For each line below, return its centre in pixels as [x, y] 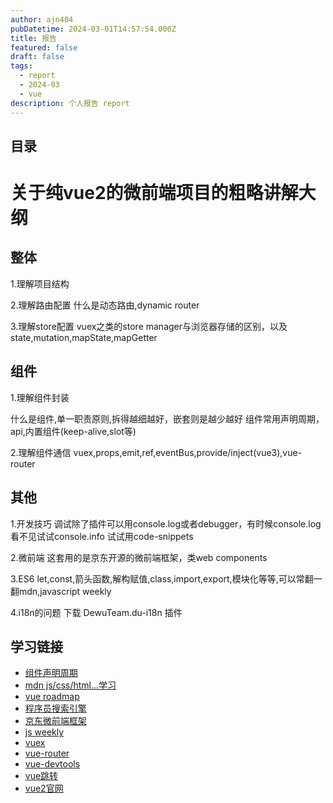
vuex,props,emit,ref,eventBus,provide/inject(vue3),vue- [188, 452]
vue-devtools [52, 764]
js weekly [44, 732]
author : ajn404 [42, 19]
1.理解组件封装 [40, 397]
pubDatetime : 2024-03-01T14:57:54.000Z [93, 29]
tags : [21, 66]
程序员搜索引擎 [55, 708]
